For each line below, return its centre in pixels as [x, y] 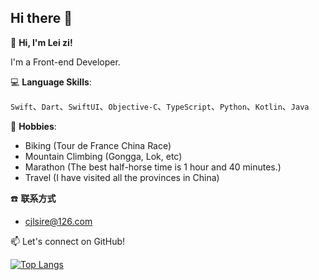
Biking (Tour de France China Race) [98, 145]
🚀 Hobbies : [33, 126]
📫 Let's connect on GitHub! [68, 241]
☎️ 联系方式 [33, 198]
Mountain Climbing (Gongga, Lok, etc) [103, 156]
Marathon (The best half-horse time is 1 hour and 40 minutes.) [153, 167]
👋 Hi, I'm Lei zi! [41, 42]
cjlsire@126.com [58, 221]
